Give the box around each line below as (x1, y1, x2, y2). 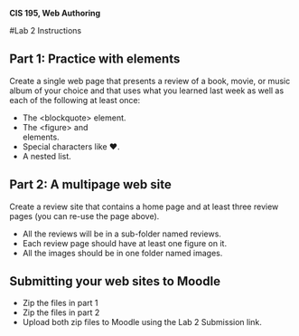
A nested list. (22, 150, 72, 161)
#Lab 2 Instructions (9, 25, 82, 35)
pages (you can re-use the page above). (9, 210, 160, 221)
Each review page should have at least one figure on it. (22, 237, 228, 248)
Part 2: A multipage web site (9, 177, 172, 193)
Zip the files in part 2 (22, 307, 100, 318)
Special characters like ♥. (22, 140, 120, 152)
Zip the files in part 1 (22, 298, 98, 309)
